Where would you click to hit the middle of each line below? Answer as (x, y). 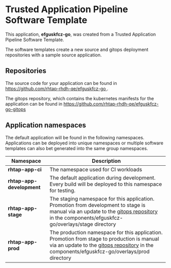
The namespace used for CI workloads (96, 169)
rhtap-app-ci (25, 169)
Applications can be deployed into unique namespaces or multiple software (84, 143)
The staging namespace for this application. (102, 198)
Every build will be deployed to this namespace (106, 184)
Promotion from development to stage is (98, 205)
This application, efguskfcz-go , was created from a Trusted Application (81, 34)
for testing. (63, 190)
